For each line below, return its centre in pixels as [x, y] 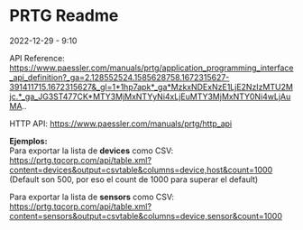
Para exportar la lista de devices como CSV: [92, 151]
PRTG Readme [64, 16]
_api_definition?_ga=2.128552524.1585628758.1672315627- [119, 77]
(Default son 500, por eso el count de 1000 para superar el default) [134, 179]
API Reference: [37, 58]
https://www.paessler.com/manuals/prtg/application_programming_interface [151, 68]
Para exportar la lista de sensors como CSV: [92, 197]
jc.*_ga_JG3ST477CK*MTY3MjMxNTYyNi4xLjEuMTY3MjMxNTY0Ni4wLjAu [150, 97]
